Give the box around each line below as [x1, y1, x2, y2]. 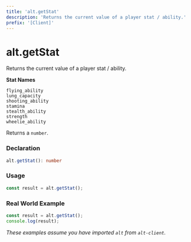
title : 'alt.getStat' [6, 8, 60, 15]
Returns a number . [6, 129, 48, 136]
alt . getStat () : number [6, 158, 62, 164]
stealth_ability [6, 109, 46, 114]
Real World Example [6, 199, 65, 208]
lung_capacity [6, 93, 41, 99]
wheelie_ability [6, 119, 46, 125]
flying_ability [6, 88, 44, 94]
